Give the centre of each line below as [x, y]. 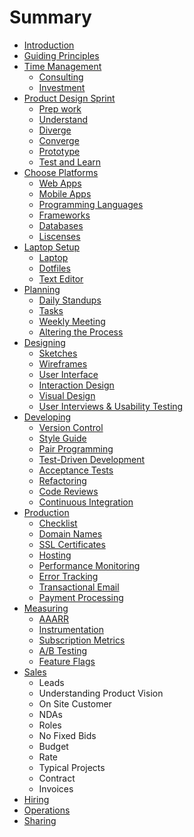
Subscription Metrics [82, 640]
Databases [61, 225]
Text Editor [61, 278]
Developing [47, 417]
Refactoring [62, 480]
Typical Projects [72, 767]
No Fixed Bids [67, 735]
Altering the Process [81, 332]
